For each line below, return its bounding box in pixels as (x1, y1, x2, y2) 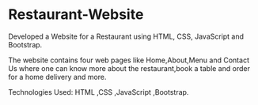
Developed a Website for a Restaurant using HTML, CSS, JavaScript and (8, 32, 244, 41)
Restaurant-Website (8, 6, 144, 24)
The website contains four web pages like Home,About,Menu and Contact (8, 55, 249, 65)
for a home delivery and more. (8, 72, 107, 81)
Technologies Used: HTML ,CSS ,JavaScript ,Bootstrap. (8, 87, 189, 96)
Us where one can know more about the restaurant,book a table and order (8, 63, 251, 73)
